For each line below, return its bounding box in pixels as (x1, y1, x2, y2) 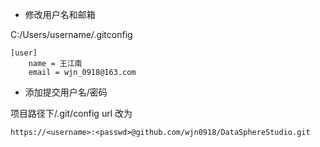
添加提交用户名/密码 (24, 86, 108, 98)
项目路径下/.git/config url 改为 (10, 108, 133, 119)
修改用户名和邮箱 (24, 9, 96, 20)
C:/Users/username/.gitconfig (10, 29, 133, 40)
